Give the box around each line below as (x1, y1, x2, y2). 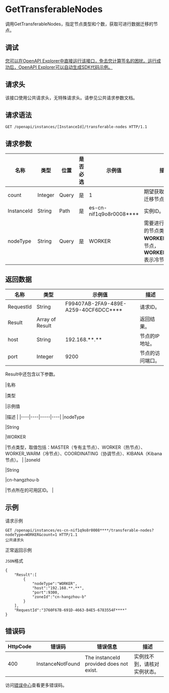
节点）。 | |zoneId (5, 457, 40, 463)
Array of (36, 316, 56, 323)
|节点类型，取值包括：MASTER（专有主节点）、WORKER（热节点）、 (5, 444, 145, 450)
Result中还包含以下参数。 (5, 371, 58, 377)
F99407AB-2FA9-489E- (65, 300, 127, 307)
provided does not (84, 660, 128, 667)
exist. (84, 666, 98, 673)
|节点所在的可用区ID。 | (5, 487, 54, 493)
